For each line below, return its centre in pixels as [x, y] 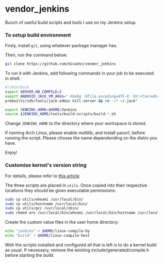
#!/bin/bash [17, 88]
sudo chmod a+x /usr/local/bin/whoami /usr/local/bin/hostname [70, 213]
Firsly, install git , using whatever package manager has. [61, 46]
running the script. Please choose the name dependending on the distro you [81, 138]
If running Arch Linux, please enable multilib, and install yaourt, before [75, 133]
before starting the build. [30, 255]
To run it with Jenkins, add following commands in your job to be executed [79, 73]
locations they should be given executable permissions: [61, 190]
